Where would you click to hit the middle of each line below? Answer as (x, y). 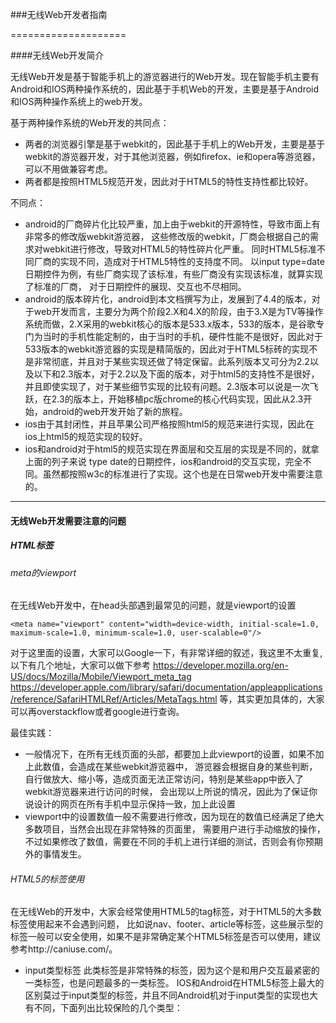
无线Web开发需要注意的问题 (68, 520)
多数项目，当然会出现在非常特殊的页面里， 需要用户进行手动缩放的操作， (175, 829)
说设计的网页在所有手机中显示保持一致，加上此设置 (130, 804)
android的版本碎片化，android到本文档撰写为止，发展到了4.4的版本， (168, 299)
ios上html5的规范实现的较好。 (86, 436)
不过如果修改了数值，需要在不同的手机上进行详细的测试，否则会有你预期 (173, 842)
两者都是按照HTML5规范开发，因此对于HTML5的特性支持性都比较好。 (169, 181)
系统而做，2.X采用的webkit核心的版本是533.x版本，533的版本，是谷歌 (170, 324)
